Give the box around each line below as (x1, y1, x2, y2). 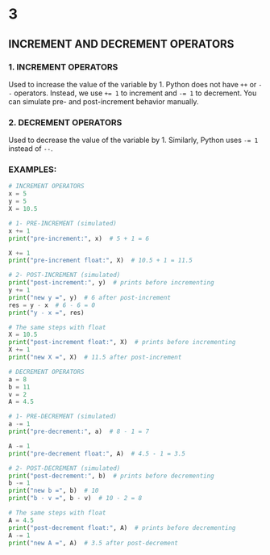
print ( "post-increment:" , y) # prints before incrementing (8, 279, 215, 287)
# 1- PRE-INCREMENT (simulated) (8, 219, 117, 227)
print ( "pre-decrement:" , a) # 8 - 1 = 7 (8, 427, 150, 436)
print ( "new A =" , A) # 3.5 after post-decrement (8, 539, 179, 547)
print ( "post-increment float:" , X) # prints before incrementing (8, 338, 236, 347)
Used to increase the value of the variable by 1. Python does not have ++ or (8, 79, 257, 89)
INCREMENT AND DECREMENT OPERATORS (8, 37, 235, 51)
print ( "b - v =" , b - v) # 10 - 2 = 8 (8, 494, 143, 502)
